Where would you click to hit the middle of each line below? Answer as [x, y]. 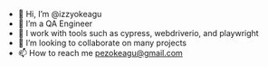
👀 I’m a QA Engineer [55, 24]
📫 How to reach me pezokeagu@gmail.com [100, 53]
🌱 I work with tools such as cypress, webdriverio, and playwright [139, 33]
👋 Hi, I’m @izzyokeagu [60, 14]
